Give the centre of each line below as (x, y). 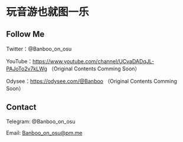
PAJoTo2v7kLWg (27, 69)
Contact (21, 107)
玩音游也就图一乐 (48, 12)
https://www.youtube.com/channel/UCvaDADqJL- (93, 61)
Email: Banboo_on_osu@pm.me (44, 133)
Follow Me (25, 34)
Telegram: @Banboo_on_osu (41, 121)
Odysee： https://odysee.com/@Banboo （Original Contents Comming (91, 81)
